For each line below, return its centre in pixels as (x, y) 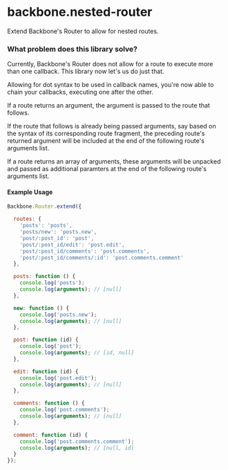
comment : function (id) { (51, 435)
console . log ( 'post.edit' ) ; (58, 378)
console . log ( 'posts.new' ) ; (58, 315)
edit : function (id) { (46, 371)
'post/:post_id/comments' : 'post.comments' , (85, 251)
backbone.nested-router (80, 12)
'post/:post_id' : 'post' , (57, 238)
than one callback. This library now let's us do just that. (86, 71)
